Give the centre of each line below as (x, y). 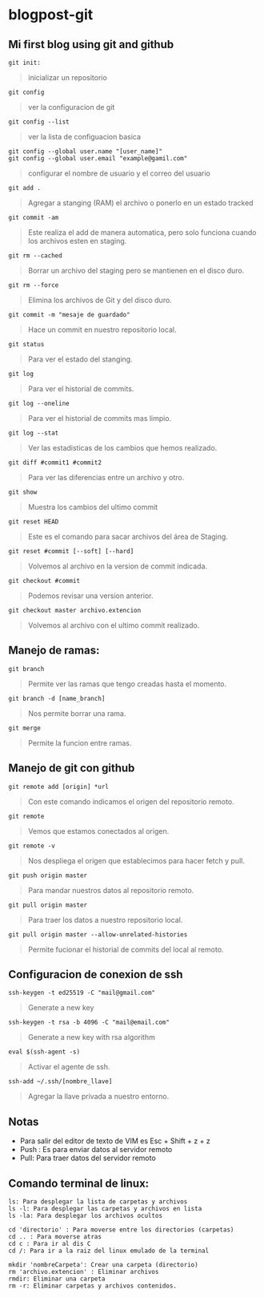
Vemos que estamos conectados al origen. (98, 831)
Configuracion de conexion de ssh (96, 975)
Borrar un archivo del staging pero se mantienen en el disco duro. (136, 271)
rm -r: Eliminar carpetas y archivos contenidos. (93, 1286)
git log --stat (34, 433)
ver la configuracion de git (71, 107)
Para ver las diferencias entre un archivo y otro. (106, 477)
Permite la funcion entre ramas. (80, 742)
